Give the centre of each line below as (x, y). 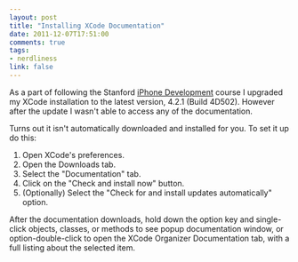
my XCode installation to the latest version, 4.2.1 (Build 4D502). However (142, 101)
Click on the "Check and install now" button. (103, 183)
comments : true (37, 42)
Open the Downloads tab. (69, 164)
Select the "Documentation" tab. (81, 173)
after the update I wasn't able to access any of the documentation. (131, 111)
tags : (19, 51)
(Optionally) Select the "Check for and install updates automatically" (147, 193)
